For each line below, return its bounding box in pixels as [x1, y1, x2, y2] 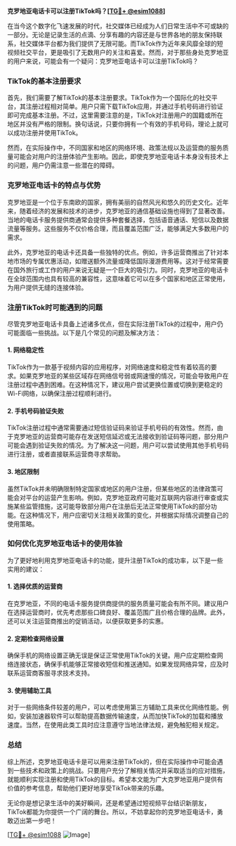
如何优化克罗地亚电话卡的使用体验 [7, 539, 123, 549]
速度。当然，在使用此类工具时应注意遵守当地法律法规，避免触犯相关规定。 [7, 721, 223, 729]
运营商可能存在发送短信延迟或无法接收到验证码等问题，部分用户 [44, 432, 229, 441]
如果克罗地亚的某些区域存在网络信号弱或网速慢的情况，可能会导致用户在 [19, 372, 229, 380]
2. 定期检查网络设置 [7, 634, 65, 643]
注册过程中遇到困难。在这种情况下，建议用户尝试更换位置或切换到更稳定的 [7, 380, 223, 389]
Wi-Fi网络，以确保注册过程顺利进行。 [7, 390, 116, 398]
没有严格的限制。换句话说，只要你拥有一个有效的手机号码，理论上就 [25, 120, 223, 129]
